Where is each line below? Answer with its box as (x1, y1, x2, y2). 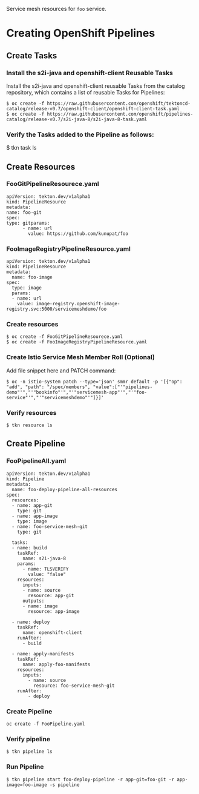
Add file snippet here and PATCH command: (6, 366, 116, 374)
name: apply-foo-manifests (22, 661, 91, 667)
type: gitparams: (6, 220, 50, 226)
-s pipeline (49, 781, 80, 788)
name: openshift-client (22, 629, 83, 635)
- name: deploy (11, 619, 50, 625)
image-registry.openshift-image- (36, 301, 120, 307)
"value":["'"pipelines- (93, 384, 153, 390)
